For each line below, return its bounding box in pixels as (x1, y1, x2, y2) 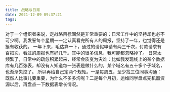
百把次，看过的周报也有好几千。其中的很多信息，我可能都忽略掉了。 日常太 (5, 50, 162, 56)
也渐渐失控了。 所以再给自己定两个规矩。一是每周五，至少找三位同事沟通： (5, 69, 162, 75)
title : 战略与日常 (5, 7, 40, 13)
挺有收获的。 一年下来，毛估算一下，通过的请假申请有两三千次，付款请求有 (5, 44, 162, 50)
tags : (5, 17, 17, 22)
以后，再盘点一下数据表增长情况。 (9, 81, 81, 87)
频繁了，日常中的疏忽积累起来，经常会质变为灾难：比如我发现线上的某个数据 (5, 56, 165, 62)
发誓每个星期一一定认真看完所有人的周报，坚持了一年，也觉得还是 (27, 37, 165, 43)
